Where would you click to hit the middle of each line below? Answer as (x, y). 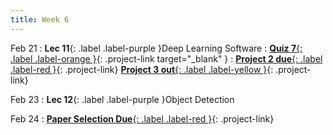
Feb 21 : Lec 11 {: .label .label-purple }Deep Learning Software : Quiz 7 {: (156, 48)
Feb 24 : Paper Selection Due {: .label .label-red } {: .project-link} (142, 118)
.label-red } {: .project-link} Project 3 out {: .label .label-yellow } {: (142, 69)
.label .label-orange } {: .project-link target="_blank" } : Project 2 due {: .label (166, 58)
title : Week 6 (40, 19)
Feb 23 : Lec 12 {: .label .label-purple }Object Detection (122, 99)
